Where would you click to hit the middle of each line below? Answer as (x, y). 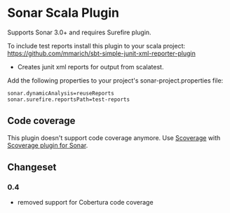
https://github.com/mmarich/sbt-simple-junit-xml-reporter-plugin (102, 53)
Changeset (32, 167)
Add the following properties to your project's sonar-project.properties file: (115, 80)
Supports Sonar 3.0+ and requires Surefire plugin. (80, 32)
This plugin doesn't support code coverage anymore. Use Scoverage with (114, 137)
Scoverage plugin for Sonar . (48, 145)
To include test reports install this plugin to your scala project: (96, 46)
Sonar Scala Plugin (63, 13)
